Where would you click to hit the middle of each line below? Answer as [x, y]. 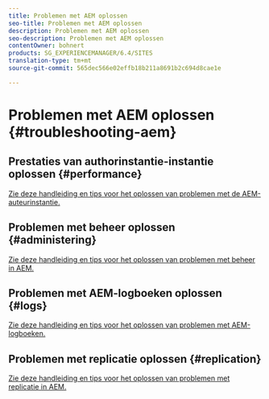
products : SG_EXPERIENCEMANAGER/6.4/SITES [81, 53]
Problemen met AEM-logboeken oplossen [116, 293]
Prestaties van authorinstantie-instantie [111, 162]
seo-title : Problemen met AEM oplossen [75, 23]
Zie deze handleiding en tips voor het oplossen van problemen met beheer [132, 259]
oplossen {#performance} [75, 174]
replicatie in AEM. [37, 387]
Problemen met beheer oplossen [92, 227]
